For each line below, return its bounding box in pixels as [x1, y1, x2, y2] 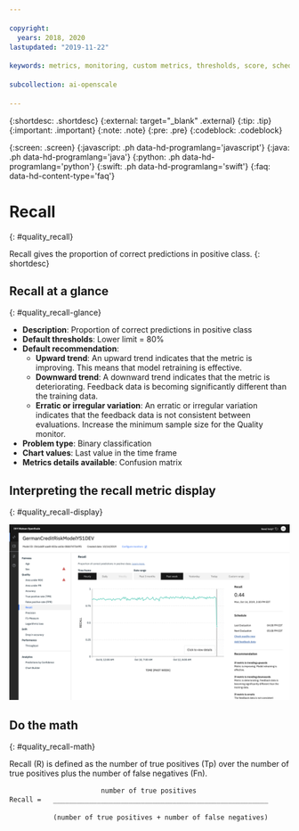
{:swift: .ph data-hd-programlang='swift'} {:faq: [96, 160, 271, 171]
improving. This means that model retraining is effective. [35, 362, 243, 374]
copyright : [9, 23, 50, 33]
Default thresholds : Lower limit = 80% [21, 334, 165, 345]
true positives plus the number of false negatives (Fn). [9, 768, 207, 778]
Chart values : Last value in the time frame [21, 448, 178, 458]
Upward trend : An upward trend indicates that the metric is [35, 353, 253, 364]
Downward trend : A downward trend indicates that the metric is [35, 372, 271, 383]
